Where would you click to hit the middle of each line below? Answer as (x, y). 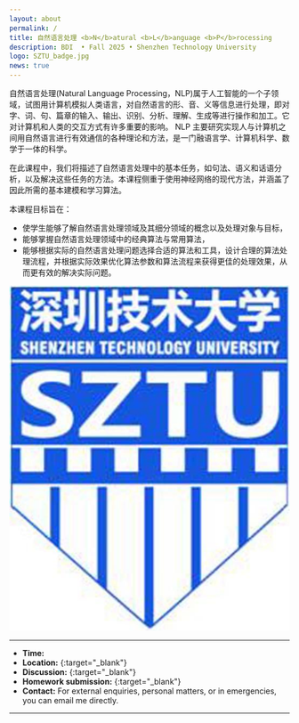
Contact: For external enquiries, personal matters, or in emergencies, (149, 691)
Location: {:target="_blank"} (74, 662)
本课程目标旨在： (40, 209)
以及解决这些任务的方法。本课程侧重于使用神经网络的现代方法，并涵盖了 (157, 179)
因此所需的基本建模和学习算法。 (68, 190)
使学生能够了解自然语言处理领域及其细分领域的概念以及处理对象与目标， (154, 228)
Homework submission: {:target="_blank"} (101, 681)
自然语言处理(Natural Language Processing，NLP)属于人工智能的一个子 (140, 93)
